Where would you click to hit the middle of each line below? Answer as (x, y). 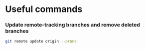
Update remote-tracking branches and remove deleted (73, 25)
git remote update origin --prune (41, 41)
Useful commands (44, 9)
